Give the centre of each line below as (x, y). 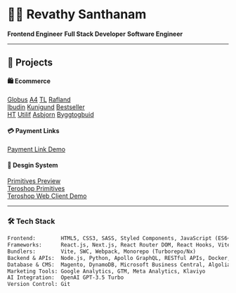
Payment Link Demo (36, 149)
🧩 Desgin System (33, 166)
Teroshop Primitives (36, 188)
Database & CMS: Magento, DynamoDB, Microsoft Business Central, (106, 264)
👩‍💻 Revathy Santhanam (77, 14)
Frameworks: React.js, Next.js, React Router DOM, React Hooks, (111, 245)
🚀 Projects (30, 63)
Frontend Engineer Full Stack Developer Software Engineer (95, 34)
